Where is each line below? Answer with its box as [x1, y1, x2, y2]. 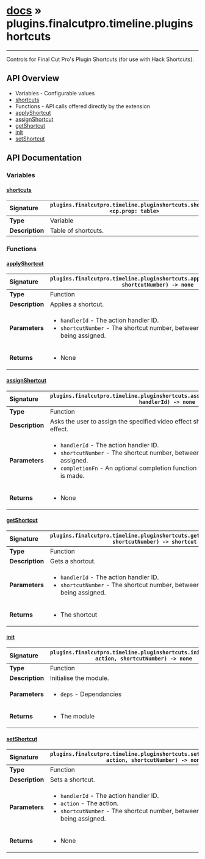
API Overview [6, 73, 60, 84]
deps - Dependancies [60, 690, 122, 698]
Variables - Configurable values [15, 89, 95, 97]
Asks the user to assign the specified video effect [49, 417, 192, 425]
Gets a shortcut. [49, 557, 96, 565]
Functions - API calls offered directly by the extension [15, 102, 151, 110]
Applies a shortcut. [49, 300, 104, 309]
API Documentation [6, 153, 82, 163]
